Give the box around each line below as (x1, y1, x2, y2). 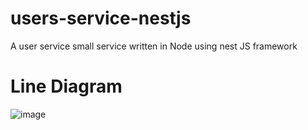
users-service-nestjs (10, 7, 192, 30)
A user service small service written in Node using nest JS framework (10, 40, 298, 52)
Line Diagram (10, 75, 123, 98)
